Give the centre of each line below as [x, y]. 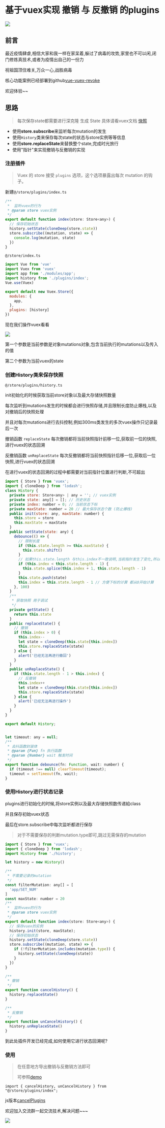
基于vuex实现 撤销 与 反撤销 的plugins [82, 10]
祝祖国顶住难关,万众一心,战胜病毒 [39, 70]
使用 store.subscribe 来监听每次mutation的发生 [59, 131]
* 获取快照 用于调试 [30, 601]
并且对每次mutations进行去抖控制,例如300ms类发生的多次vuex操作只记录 [79, 422]
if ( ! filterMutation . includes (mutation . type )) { [65, 949]
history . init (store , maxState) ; [43, 931]
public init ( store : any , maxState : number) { [57, 514]
